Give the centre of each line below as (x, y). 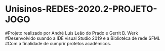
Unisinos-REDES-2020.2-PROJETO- (81, 9)
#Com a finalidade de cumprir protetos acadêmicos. (58, 43)
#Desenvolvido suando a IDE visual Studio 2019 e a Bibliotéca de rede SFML (83, 38)
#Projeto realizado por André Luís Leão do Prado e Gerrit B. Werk (72, 33)
